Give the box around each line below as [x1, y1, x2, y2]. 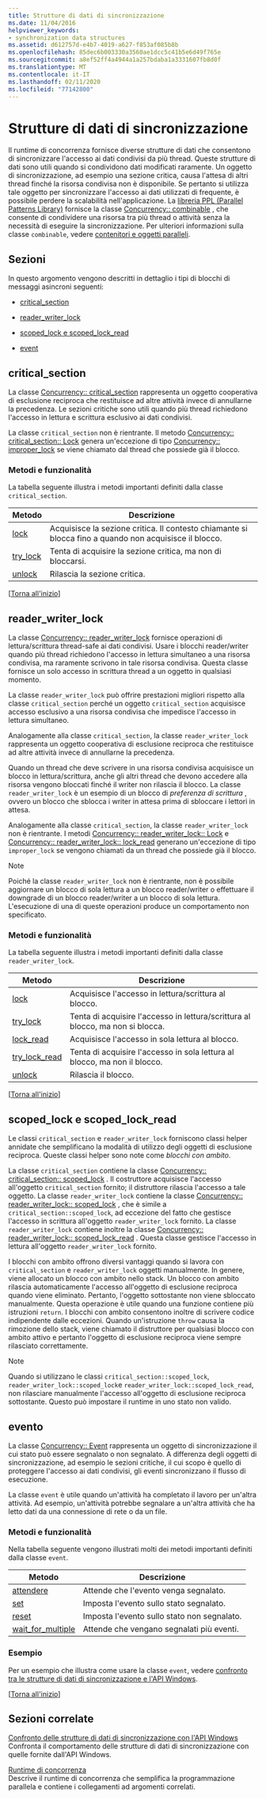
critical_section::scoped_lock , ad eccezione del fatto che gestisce [8, 1208, 232, 1218]
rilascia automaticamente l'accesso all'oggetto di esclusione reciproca [8, 1282, 237, 1291]
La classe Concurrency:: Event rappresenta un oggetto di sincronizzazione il [8, 1440, 257, 1450]
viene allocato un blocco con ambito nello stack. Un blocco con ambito [8, 1274, 240, 1284]
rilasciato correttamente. [8, 1341, 89, 1351]
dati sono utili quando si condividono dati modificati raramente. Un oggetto [8, 162, 253, 172]
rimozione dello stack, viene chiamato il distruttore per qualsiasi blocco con [8, 1324, 255, 1334]
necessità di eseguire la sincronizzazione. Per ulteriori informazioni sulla [8, 221, 244, 230]
